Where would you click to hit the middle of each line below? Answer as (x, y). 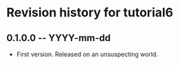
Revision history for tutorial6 (90, 13)
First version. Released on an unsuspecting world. (87, 54)
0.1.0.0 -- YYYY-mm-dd (59, 38)
